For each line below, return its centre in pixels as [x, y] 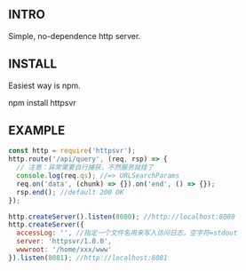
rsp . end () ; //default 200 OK [70, 192]
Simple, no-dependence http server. [75, 36]
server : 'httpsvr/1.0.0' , [64, 242]
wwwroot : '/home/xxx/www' [64, 250]
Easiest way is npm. [44, 85]
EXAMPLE [37, 131]
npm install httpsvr [42, 102]
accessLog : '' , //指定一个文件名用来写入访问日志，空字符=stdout [127, 233]
